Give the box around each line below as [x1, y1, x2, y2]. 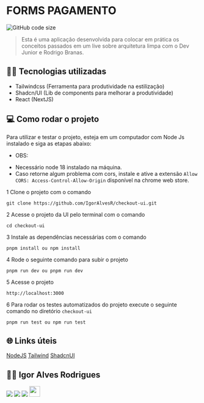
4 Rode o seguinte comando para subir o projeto [6, 256, 128, 263]
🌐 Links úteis [6, 335, 57, 346]
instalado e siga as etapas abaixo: [6, 140, 92, 147]
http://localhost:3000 [6, 290, 64, 296]
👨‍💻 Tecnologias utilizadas [6, 67, 107, 77]
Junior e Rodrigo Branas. [21, 48, 84, 56]
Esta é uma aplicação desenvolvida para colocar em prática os [21, 35, 180, 43]
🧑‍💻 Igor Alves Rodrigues [6, 369, 101, 380]
